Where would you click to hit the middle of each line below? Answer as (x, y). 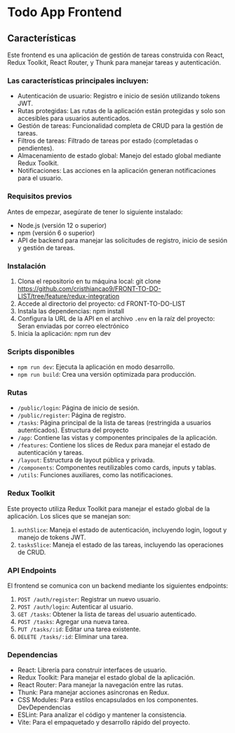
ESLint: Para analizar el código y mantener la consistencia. (102, 715)
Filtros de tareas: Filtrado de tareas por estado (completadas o (108, 141)
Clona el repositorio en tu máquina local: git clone (89, 281)
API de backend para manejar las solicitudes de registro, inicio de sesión (122, 240)
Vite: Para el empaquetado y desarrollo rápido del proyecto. (104, 722)
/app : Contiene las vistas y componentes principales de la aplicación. (117, 438)
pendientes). (36, 148)
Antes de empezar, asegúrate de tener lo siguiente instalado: (95, 212)
